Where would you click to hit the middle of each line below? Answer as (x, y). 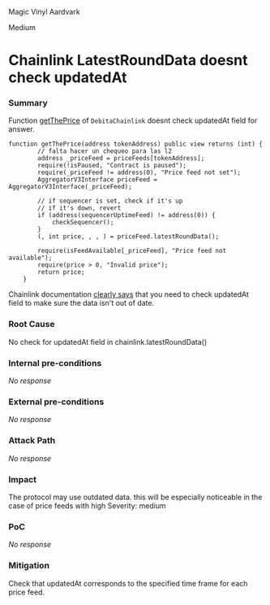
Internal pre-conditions (55, 363)
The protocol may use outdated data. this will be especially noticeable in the (135, 497)
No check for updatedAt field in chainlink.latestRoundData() (108, 342)
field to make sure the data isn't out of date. (81, 303)
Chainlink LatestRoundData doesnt (129, 61)
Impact (23, 479)
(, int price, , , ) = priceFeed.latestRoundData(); (129, 237)
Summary (28, 103)
